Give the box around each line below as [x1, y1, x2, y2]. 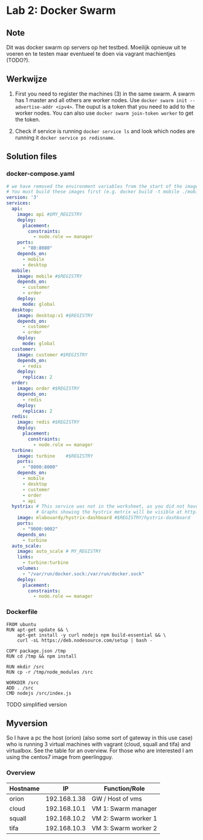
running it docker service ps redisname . [14, 134, 115, 141]
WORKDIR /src [6, 679, 39, 686]
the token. [14, 115, 40, 123]
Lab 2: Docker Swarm [6, 4, 116, 18]
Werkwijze [6, 74, 47, 85]
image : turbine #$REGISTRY [17, 453, 94, 459]
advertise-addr [14, 104, 54, 110]
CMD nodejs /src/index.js [6, 690, 71, 696]
